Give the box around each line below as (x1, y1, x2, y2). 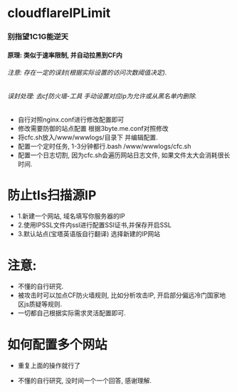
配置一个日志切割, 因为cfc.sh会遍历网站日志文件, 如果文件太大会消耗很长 (17, 151, 231, 159)
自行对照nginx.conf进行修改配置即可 (17, 115, 125, 124)
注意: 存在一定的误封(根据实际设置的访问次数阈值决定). (7, 68, 167, 77)
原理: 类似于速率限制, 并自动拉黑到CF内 (7, 51, 123, 59)
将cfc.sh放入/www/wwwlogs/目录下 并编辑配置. (17, 133, 158, 142)
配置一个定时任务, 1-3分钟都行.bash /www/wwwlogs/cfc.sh (17, 142, 191, 150)
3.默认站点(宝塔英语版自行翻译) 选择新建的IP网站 (17, 230, 161, 238)
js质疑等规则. (23, 300, 63, 309)
